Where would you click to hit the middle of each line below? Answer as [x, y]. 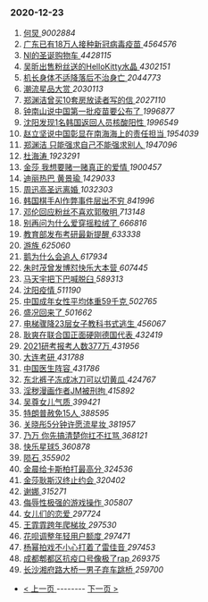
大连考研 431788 [54, 357]
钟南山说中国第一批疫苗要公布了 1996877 [99, 111]
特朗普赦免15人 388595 [66, 413]
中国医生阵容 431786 [62, 369]
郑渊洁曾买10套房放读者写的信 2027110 [94, 100]
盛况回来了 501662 [58, 313]
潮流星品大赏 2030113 [63, 89]
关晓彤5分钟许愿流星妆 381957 [79, 424]
